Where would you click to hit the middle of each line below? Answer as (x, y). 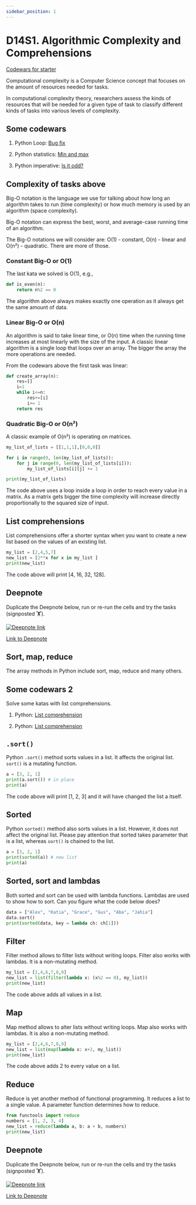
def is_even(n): (26, 285)
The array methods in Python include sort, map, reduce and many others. (94, 671)
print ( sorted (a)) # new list (42, 858)
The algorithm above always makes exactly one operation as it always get (95, 301)
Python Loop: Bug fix (40, 143)
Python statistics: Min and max (51, 154)
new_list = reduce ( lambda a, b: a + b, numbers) (66, 1126)
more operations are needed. (41, 354)
